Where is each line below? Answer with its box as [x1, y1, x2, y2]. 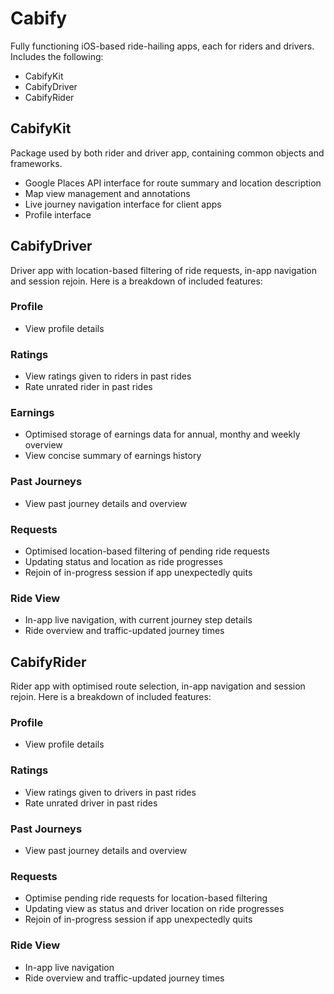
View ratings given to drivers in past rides [24, 786, 197, 798]
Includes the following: [10, 50, 104, 62]
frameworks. [10, 157, 63, 169]
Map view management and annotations [24, 187, 191, 199]
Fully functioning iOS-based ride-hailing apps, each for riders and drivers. [10, 40, 315, 52]
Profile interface [24, 208, 92, 221]
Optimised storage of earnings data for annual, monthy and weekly [24, 428, 301, 441]
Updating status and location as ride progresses [24, 556, 223, 568]
